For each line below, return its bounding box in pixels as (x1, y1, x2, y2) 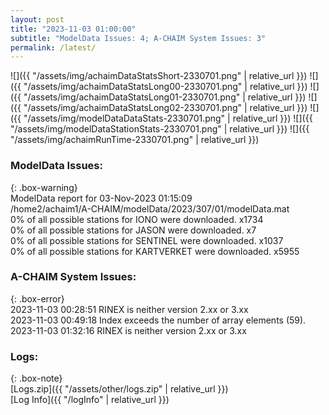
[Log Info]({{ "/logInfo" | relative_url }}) (10, 394, 170, 406)
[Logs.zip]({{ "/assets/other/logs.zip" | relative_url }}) (10, 383, 229, 395)
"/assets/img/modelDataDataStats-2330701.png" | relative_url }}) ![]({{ (23, 112, 313, 125)
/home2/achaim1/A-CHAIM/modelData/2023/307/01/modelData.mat (10, 202, 290, 215)
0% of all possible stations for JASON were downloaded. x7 (10, 224, 257, 236)
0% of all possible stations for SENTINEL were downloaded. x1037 (10, 234, 284, 246)
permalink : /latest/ (10, 42, 97, 53)
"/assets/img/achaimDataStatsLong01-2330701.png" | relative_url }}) (23, 91, 307, 103)
